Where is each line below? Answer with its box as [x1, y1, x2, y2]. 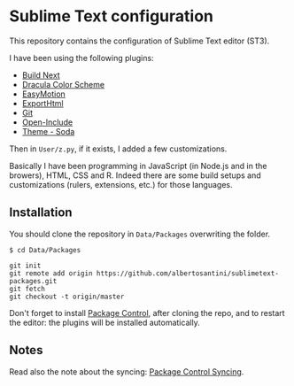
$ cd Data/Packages [9, 245, 81, 254]
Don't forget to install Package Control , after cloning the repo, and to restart [9, 307, 285, 318]
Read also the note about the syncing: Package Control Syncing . [9, 366, 244, 377]
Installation [9, 205, 73, 220]
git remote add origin [9, 268, 93, 278]
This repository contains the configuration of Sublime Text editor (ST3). [9, 35, 270, 46]
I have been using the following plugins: [9, 52, 154, 63]
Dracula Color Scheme [21, 79, 104, 89]
